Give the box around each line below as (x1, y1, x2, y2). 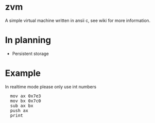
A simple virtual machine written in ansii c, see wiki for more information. (5, 18, 151, 23)
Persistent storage (12, 51, 49, 56)
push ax (10, 107, 28, 113)
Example (5, 68, 41, 79)
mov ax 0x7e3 (10, 93, 41, 99)
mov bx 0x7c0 (10, 98, 41, 104)
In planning (5, 35, 51, 46)
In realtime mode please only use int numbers (5, 84, 97, 89)
